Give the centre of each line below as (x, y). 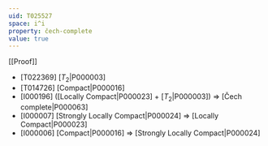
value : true (28, 39)
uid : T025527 (30, 16)
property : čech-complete (50, 31)
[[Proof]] (23, 62)
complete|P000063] (54, 107)
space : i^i (27, 24)
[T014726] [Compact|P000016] (72, 88)
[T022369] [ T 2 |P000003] (63, 78)
